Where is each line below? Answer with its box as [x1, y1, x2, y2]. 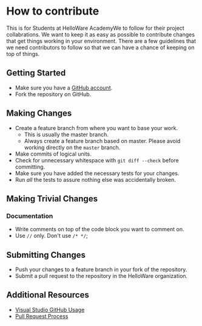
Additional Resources [6, 290, 89, 300]
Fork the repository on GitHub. [15, 90, 92, 98]
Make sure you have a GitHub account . [15, 84, 113, 91]
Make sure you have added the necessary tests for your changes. [15, 169, 180, 177]
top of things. [6, 50, 40, 57]
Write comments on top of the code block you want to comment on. [15, 226, 184, 233]
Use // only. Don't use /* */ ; [15, 232, 88, 240]
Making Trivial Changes [6, 193, 98, 204]
